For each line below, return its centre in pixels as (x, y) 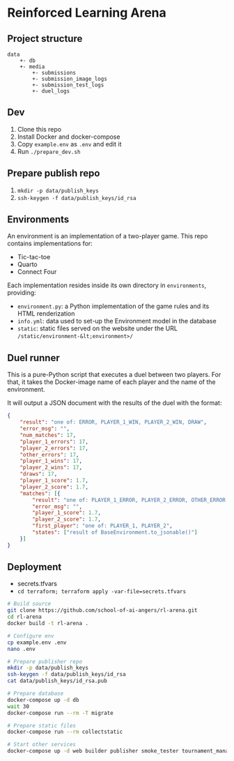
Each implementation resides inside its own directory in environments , (107, 285)
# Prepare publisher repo (45, 661)
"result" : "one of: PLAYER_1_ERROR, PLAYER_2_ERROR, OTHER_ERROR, (131, 500)
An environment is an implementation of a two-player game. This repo (108, 236)
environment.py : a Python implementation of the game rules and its (113, 306)
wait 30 (18, 706)
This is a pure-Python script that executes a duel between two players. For (114, 375)
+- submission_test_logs (68, 85)
